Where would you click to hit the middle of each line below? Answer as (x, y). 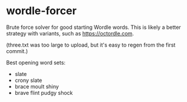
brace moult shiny (37, 86)
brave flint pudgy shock (44, 93)
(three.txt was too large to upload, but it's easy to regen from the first (91, 45)
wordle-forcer (42, 11)
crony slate (28, 80)
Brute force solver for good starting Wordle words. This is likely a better (93, 27)
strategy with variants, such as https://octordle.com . (70, 33)
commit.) (17, 51)
